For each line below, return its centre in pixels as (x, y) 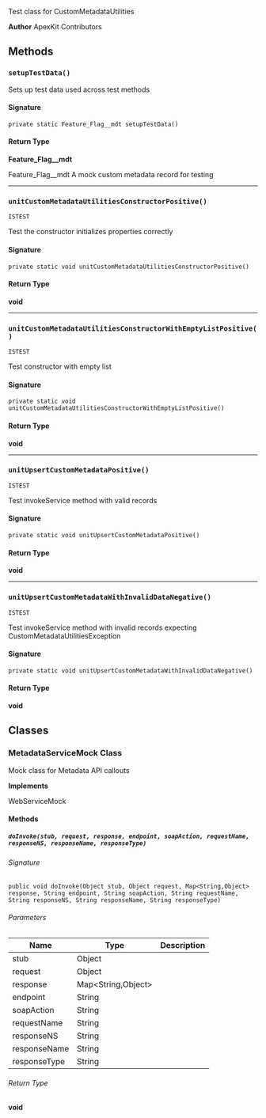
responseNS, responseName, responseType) (78, 843)
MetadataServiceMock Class (65, 753)
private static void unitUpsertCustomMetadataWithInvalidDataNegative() (131, 671)
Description (183, 945)
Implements (28, 786)
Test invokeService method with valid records (83, 500)
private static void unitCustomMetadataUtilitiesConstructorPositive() (129, 267)
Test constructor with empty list (60, 366)
